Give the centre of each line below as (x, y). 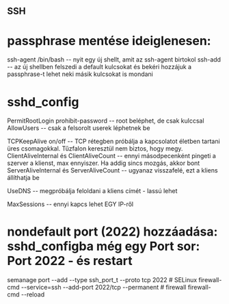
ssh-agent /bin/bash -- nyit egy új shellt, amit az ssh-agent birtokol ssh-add (114, 60)
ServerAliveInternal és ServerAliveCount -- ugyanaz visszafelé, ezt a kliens (112, 170)
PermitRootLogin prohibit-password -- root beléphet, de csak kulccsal (106, 121)
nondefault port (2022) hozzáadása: (112, 232)
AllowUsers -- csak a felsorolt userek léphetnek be (79, 128)
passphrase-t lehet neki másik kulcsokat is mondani (80, 74)
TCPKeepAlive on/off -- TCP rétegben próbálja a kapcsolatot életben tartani (113, 141)
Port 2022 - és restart (70, 261)
